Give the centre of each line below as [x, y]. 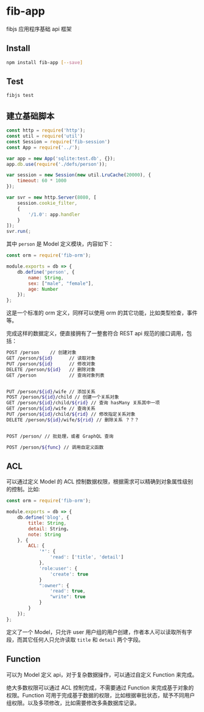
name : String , [46, 278]
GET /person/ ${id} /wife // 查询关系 [51, 409]
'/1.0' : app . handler [54, 215]
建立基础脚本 [30, 116]
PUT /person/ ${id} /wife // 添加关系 [51, 391]
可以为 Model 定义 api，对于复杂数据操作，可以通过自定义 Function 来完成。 [102, 674]
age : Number [44, 289]
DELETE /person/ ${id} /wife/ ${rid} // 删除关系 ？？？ [73, 420]
